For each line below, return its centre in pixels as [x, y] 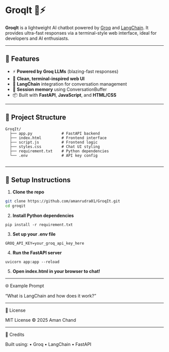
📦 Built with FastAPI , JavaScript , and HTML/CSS [64, 95]
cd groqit [16, 206]
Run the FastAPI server [37, 253]
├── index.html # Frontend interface [58, 138]
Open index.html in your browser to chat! [56, 271]
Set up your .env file [34, 234]
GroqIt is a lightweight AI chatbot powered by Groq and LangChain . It [77, 27]
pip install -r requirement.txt [39, 225]
